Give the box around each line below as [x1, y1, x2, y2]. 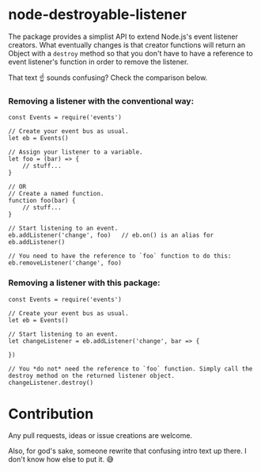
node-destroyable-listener [8, 6, 187, 24]
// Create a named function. [8, 190, 104, 198]
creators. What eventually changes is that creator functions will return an [8, 40, 246, 49]
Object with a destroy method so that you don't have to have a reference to [8, 48, 253, 58]
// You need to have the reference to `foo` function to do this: [8, 252, 232, 261]
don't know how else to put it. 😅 [8, 455, 114, 464]
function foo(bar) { [8, 196, 77, 205]
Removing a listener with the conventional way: [8, 95, 195, 106]
